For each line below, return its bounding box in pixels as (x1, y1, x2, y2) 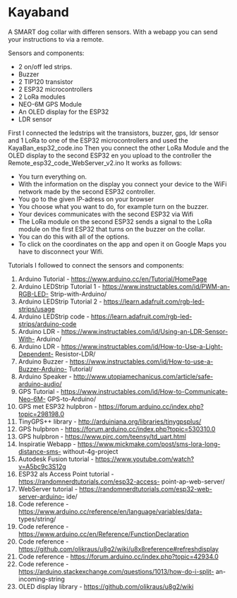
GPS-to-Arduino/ (47, 395, 97, 403)
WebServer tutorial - (18, 484, 78, 493)
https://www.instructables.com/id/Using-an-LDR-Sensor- (61, 327, 229, 335)
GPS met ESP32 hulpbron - (18, 402, 97, 410)
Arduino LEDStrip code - (18, 312, 90, 321)
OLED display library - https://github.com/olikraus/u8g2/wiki (18, 582, 194, 590)
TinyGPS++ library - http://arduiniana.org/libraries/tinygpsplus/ (18, 417, 202, 426)
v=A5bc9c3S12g (18, 462, 66, 470)
